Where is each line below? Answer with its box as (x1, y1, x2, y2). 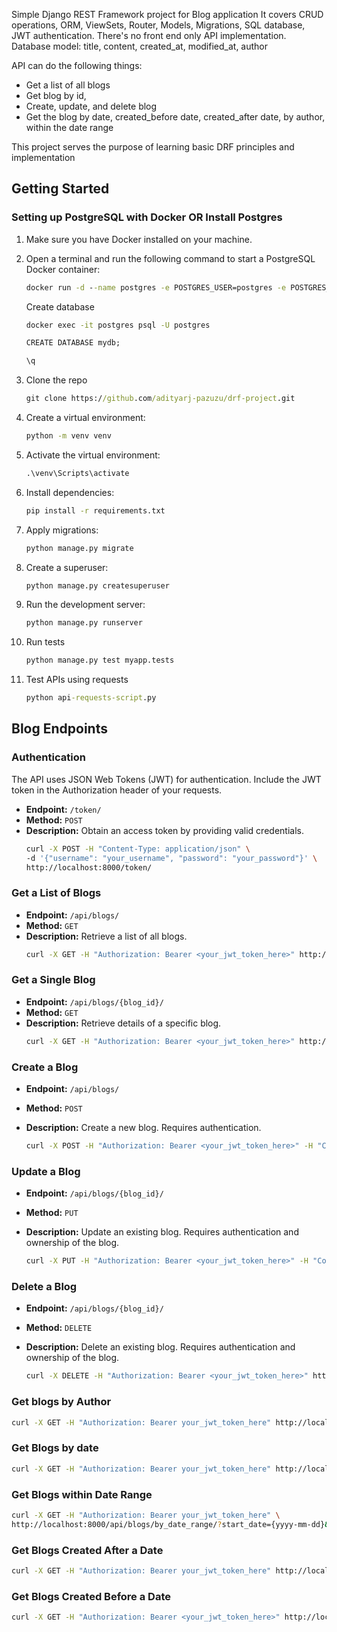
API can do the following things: (11, 60, 143, 71)
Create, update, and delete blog (25, 100, 158, 112)
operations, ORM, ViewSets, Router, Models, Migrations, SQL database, (11, 19, 306, 31)
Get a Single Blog (11, 973, 96, 987)
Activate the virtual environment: (25, 449, 161, 461)
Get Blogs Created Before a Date (11, 1589, 171, 1603)
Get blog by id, (25, 90, 87, 101)
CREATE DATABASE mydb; (25, 338, 121, 348)
